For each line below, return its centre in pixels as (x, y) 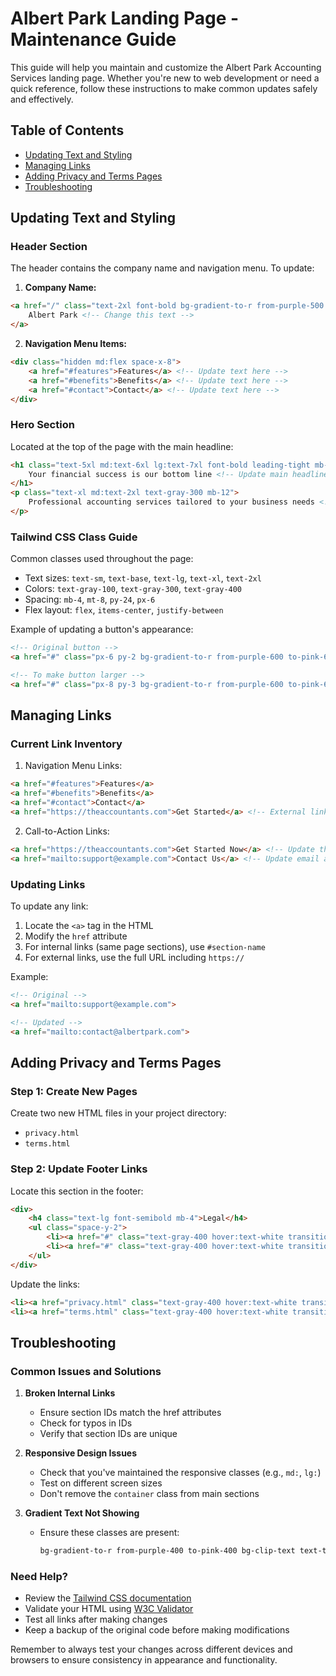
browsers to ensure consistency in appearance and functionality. (144, 1660)
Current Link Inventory (66, 744)
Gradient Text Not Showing (82, 1513)
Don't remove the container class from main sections (149, 1494)
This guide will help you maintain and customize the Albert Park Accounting (166, 67)
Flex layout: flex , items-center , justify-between (124, 610)
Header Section (49, 247)
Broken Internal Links (70, 1393)
